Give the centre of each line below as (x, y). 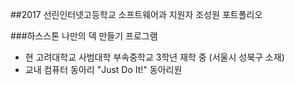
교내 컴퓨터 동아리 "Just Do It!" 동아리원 (103, 69)
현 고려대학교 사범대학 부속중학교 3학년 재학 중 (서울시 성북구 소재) (154, 57)
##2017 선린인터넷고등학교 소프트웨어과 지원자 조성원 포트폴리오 (136, 14)
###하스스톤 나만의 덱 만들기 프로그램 (84, 36)
